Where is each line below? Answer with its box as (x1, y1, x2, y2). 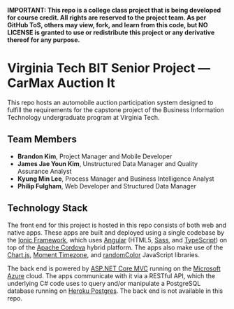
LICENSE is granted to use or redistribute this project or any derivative (7, 28, 215, 36)
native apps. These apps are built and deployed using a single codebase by (7, 228, 225, 237)
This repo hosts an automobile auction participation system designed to (7, 98, 214, 107)
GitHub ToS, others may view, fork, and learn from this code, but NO (7, 21, 208, 29)
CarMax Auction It (7, 75, 115, 91)
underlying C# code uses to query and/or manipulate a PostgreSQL (7, 279, 201, 287)
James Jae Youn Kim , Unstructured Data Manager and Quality (17, 159, 198, 167)
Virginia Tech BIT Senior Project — (7, 60, 211, 76)
